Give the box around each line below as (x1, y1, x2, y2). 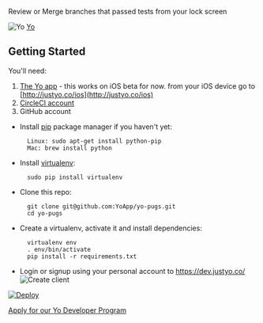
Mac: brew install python (27, 144, 112, 152)
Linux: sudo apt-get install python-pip (27, 137, 162, 145)
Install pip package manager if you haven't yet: (19, 122, 172, 131)
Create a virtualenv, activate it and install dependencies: (19, 223, 203, 233)
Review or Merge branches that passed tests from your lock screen (8, 7, 227, 16)
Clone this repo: (19, 187, 72, 196)
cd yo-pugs (27, 209, 63, 217)
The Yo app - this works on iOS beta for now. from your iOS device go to (19, 81, 255, 90)
